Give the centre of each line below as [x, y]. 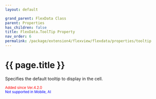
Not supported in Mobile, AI [28, 92]
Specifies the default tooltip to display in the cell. [54, 79]
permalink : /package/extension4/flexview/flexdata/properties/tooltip [78, 41]
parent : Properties [25, 23]
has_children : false [26, 27]
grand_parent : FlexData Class [36, 18]
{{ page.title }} [35, 65]
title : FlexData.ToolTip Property [40, 32]
